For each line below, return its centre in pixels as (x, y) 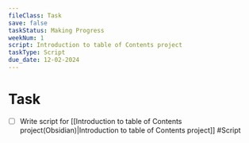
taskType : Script (37, 52)
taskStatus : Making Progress (56, 30)
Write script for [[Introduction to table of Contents (101, 121)
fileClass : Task (35, 15)
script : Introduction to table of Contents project (95, 45)
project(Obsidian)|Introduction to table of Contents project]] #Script (130, 130)
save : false (28, 23)
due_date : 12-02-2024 (44, 60)
